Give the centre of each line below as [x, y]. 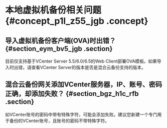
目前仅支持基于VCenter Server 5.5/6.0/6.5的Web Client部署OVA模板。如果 [81, 61]
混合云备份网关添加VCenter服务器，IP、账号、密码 [84, 85]
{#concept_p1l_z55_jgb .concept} [77, 21]
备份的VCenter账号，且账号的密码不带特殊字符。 [59, 121]
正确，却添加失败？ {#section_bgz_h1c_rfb [72, 94]
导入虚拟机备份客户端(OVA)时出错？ [61, 40]
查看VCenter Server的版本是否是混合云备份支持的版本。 [88, 67]
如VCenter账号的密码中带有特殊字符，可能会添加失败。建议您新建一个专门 [81, 114]
